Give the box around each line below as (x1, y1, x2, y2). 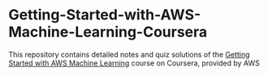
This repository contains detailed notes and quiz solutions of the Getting (8, 49, 250, 59)
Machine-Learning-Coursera (8, 23, 208, 41)
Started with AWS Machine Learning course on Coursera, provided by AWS (8, 58, 260, 68)
